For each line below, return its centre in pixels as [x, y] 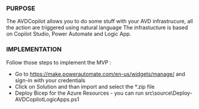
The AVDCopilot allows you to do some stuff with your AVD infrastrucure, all [99, 21]
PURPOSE [21, 8]
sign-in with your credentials [50, 80]
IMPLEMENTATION [34, 49]
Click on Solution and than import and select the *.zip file [85, 86]
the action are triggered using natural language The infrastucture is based [97, 27]
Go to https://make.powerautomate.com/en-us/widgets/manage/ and [100, 74]
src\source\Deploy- [169, 93]
